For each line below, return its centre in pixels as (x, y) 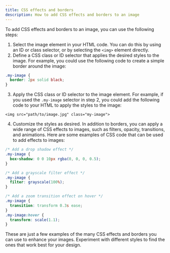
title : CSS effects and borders (39, 10)
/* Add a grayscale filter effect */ (45, 173)
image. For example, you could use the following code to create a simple (88, 60)
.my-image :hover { (25, 215)
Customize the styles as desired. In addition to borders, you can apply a (88, 124)
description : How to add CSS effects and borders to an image (72, 15)
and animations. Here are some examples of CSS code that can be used (88, 135)
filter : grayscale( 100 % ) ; (37, 182)
